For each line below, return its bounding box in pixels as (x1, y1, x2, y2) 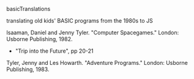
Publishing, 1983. (6, 66, 50, 73)
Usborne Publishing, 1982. (6, 36, 73, 42)
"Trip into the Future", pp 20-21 (15, 47, 94, 55)
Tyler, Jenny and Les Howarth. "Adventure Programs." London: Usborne (6, 59, 188, 66)
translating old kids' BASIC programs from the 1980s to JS (6, 17, 153, 24)
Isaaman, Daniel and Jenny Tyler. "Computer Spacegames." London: (6, 29, 179, 36)
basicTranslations (6, 6, 51, 12)
